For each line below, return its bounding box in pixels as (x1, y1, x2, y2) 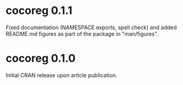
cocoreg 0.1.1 (5, 4, 72, 18)
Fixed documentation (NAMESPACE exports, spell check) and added (5, 24, 177, 31)
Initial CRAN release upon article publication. (5, 71, 118, 79)
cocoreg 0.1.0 (5, 52, 76, 66)
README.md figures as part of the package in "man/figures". (5, 30, 159, 37)
